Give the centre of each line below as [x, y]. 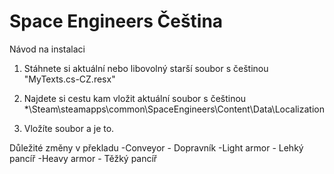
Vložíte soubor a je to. [69, 128]
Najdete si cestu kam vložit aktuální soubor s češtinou [135, 98]
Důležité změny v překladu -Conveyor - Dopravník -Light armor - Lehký [156, 147]
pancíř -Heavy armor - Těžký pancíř [83, 158]
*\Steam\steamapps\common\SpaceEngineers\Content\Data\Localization [174, 109]
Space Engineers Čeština [116, 21]
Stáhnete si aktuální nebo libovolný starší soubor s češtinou [146, 68]
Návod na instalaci [47, 49]
